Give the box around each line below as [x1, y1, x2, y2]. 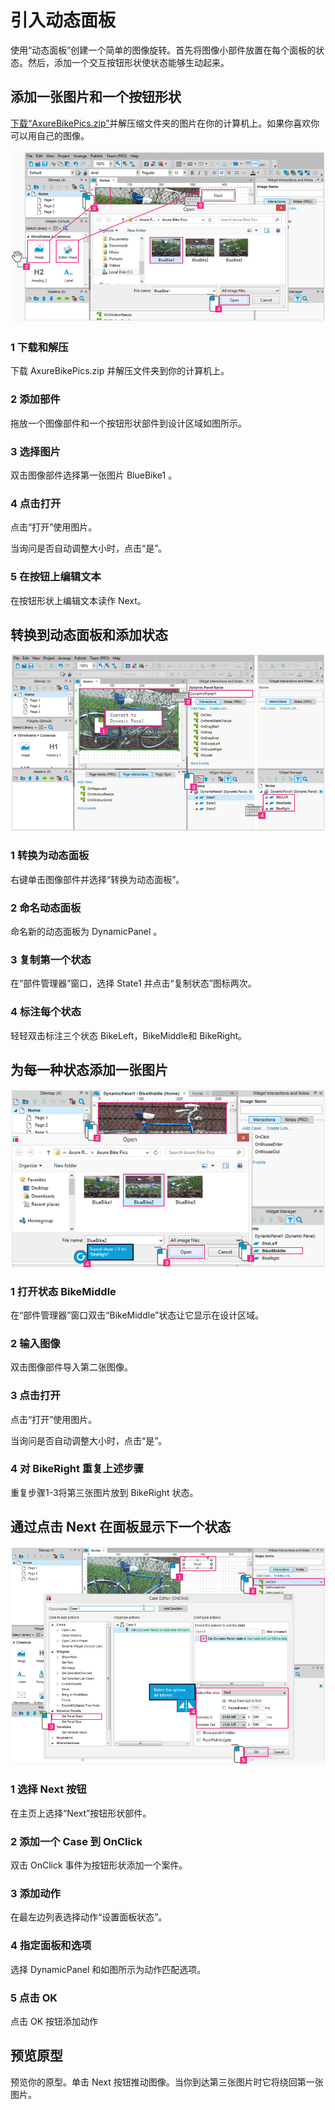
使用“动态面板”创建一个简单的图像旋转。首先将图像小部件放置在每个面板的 [10, 44, 317, 56]
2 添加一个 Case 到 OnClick [10, 1834, 143, 1848]
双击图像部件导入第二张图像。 [10, 1361, 133, 1373]
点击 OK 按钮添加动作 [10, 2015, 98, 2027]
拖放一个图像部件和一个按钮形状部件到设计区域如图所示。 [10, 417, 247, 429]
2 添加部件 [10, 392, 61, 406]
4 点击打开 [10, 496, 62, 510]
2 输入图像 [10, 1336, 61, 1350]
